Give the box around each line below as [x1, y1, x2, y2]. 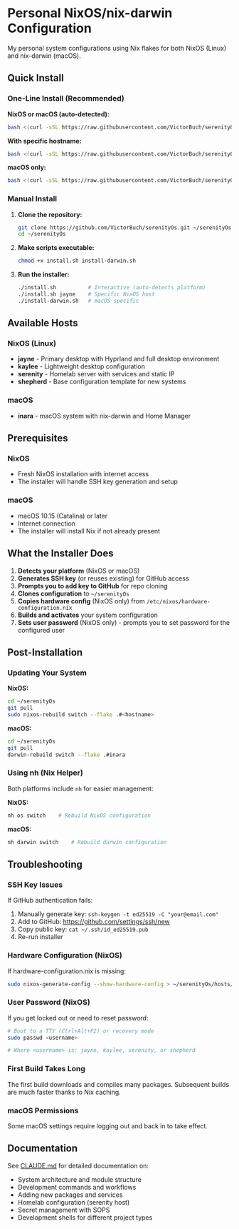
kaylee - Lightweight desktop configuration [17, 362, 146, 371]
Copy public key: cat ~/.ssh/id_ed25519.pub [17, 925, 149, 933]
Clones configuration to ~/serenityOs [17, 589, 129, 598]
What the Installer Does [7, 548, 114, 560]
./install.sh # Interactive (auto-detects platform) [17, 284, 206, 291]
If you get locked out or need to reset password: [7, 1013, 149, 1022]
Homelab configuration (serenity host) [17, 1198, 130, 1206]
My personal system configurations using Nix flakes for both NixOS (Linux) [7, 44, 227, 52]
